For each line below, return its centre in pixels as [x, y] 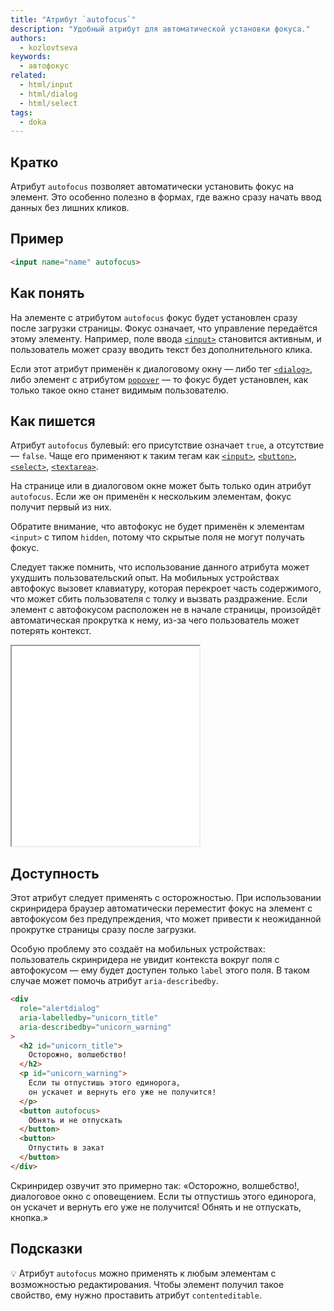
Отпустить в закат [66, 1148]
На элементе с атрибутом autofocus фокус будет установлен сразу [154, 317]
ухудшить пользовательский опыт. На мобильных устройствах [145, 578]
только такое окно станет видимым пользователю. [119, 390]
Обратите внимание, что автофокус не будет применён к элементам [157, 527]
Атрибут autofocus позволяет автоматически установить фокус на [152, 187]
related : [28, 76]
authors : [28, 38]
